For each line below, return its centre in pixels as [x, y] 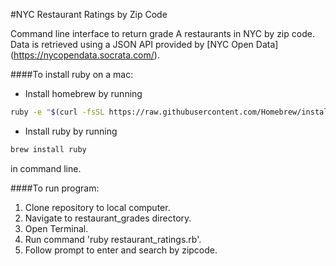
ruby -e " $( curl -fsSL [57, 112]
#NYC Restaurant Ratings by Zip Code [89, 14]
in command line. [46, 168]
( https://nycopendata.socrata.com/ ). [85, 55]
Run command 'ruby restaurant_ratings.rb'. [113, 239]
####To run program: [55, 188]
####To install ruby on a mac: [72, 74]
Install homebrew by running [83, 93]
